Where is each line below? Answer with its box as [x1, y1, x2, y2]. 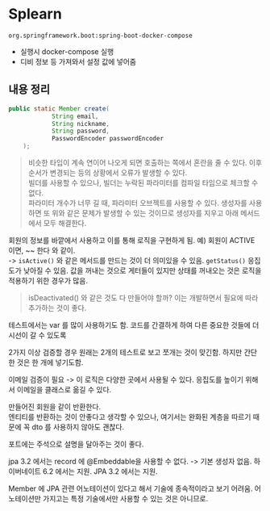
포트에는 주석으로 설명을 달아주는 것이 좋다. [8, 439, 144, 449]
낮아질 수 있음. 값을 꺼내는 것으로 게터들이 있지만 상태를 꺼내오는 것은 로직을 [23, 266, 262, 275]
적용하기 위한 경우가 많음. [8, 276, 89, 285]
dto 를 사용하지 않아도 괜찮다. [31, 422, 125, 432]
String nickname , [51, 119, 110, 128]
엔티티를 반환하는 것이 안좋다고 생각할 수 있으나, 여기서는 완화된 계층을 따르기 [8, 413, 251, 421]
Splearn [8, 5, 62, 23]
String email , [51, 112, 99, 120]
